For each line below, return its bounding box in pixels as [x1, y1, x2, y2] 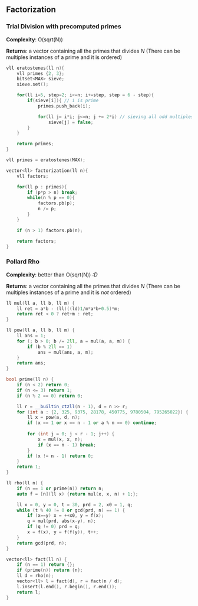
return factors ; [16, 238, 57, 244]
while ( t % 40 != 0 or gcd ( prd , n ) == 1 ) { [16, 507, 126, 513]
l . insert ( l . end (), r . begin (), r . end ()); [16, 584, 117, 589]
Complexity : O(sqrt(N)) [6, 35, 63, 43]
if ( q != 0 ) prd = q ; [27, 524, 81, 530]
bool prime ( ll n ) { [6, 376, 54, 383]
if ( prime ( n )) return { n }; [16, 567, 83, 574]
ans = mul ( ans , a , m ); [37, 349, 94, 355]
